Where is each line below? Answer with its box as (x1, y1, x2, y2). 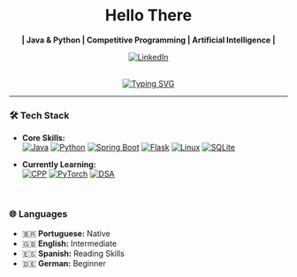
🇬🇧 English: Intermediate (21, 238, 118, 249)
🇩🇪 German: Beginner (21, 258, 106, 268)
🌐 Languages (9, 208, 68, 220)
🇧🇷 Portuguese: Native (21, 227, 110, 239)
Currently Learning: (21, 159, 97, 170)
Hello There (104, 5, 193, 26)
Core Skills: (21, 133, 65, 143)
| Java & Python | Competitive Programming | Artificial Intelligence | (21, 35, 276, 45)
